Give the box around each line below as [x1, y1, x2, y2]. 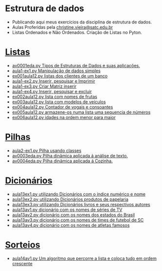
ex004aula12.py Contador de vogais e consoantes [12, 104, 113, 110]
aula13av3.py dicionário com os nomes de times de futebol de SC [12, 217, 144, 223]
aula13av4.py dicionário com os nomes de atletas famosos [12, 222, 130, 228]
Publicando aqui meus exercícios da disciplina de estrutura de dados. [12, 19, 152, 25]
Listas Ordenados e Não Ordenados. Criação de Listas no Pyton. [12, 29, 142, 35]
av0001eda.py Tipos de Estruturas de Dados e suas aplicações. [12, 62, 140, 68]
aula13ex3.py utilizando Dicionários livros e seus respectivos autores [12, 201, 150, 207]
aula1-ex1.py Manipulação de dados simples [12, 68, 101, 74]
